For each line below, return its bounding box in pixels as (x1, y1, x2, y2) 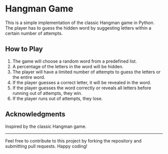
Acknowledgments (5, 110, 66, 118)
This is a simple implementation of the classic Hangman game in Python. (5, 20, 155, 26)
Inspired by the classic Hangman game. (5, 123, 86, 129)
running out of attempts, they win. (12, 90, 82, 96)
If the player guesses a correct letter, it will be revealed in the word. (12, 79, 151, 85)
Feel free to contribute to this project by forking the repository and (5, 137, 141, 143)
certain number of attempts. (5, 30, 63, 36)
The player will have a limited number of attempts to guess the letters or (12, 69, 161, 75)
